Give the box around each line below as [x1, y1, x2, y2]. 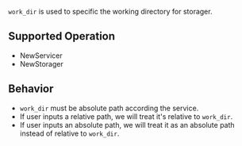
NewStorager [19, 59, 63, 68]
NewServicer [19, 51, 63, 60]
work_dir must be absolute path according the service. [19, 103, 199, 113]
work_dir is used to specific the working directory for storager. [8, 7, 213, 16]
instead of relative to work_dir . [19, 129, 120, 138]
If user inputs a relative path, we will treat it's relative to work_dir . [19, 111, 233, 121]
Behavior [8, 83, 54, 96]
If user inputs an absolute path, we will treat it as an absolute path [19, 120, 236, 129]
